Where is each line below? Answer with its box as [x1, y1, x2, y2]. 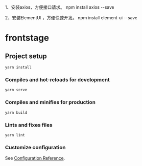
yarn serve [5, 88, 27, 93]
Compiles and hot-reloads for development [5, 76, 110, 83]
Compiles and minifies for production [5, 99, 95, 106]
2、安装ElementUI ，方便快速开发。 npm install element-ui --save [5, 15, 138, 21]
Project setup [5, 52, 47, 60]
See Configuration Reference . [5, 155, 65, 161]
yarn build [5, 110, 27, 115]
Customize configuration [5, 144, 66, 151]
